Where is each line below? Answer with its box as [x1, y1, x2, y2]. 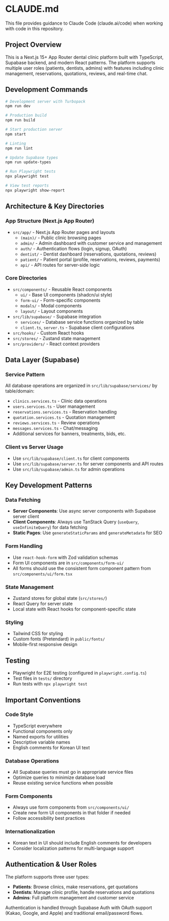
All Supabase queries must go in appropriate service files [12, 769, 134, 775]
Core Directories [5, 275, 47, 282]
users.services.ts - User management [12, 403, 95, 409]
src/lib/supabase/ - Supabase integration [12, 313, 102, 320]
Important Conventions [5, 696, 81, 704]
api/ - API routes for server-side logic [20, 262, 101, 268]
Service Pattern [5, 371, 45, 378]
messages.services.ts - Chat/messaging [12, 425, 98, 432]
